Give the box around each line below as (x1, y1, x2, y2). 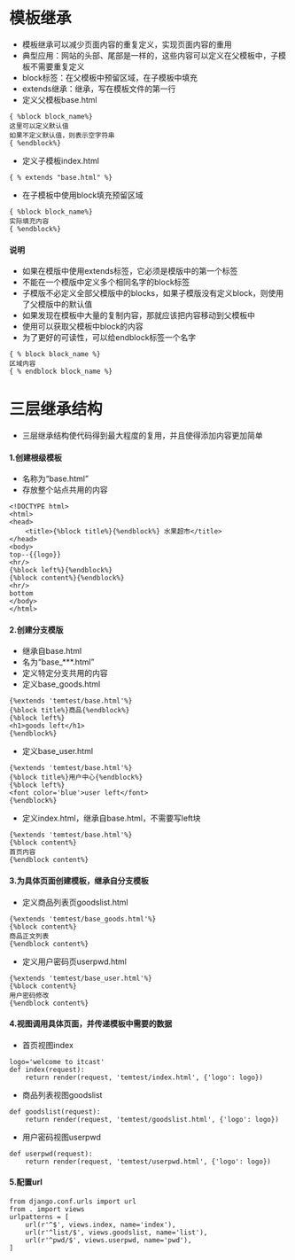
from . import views (9, 1205, 86, 1214)
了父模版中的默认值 (21, 299, 93, 310)
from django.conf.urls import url (9, 1197, 137, 1206)
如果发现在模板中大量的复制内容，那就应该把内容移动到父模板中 (21, 310, 255, 321)
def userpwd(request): (9, 1149, 93, 1158)
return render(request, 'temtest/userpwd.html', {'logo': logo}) (25, 1157, 272, 1166)
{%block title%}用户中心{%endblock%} (9, 773, 144, 782)
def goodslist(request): (9, 1107, 101, 1116)
